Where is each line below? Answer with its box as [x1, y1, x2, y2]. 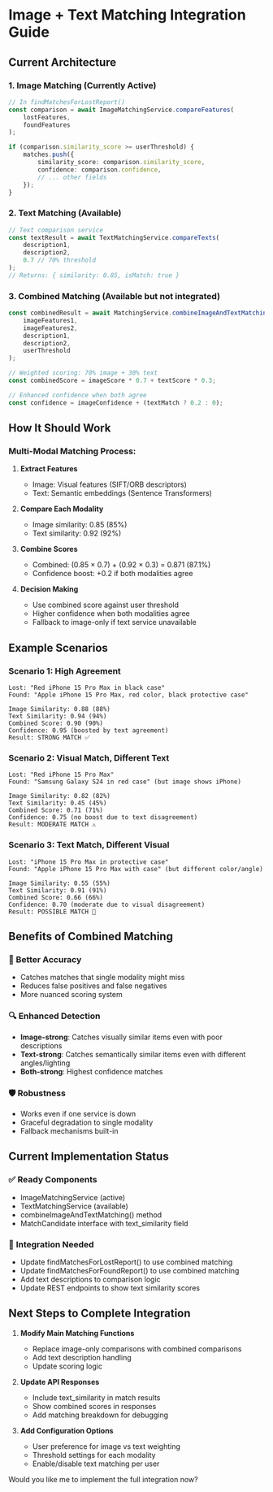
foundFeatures [23, 120, 71, 129]
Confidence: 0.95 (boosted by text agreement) [8, 726, 169, 735]
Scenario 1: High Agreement [8, 665, 122, 676]
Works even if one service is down [19, 1108, 136, 1118]
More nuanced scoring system [19, 990, 123, 1000]
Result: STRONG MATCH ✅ [8, 734, 91, 742]
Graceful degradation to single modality [19, 1117, 154, 1127]
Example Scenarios [8, 640, 108, 655]
